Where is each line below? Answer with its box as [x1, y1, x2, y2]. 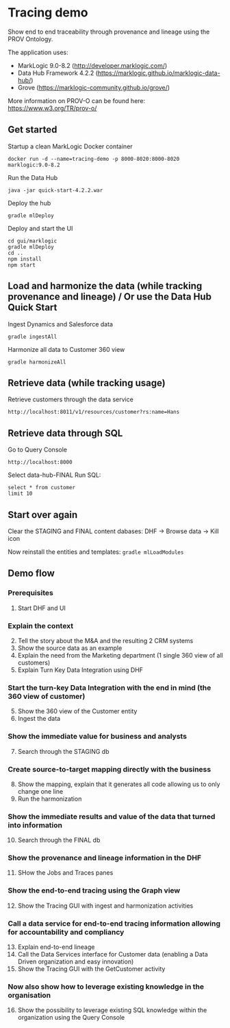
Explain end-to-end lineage [17, 943, 95, 951]
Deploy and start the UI [8, 224, 73, 232]
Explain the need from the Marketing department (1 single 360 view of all [17, 651, 223, 659]
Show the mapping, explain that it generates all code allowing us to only [17, 780, 220, 788]
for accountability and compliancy [8, 927, 125, 937]
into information [8, 820, 63, 829]
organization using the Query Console [17, 1014, 125, 1022]
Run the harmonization [17, 794, 82, 803]
